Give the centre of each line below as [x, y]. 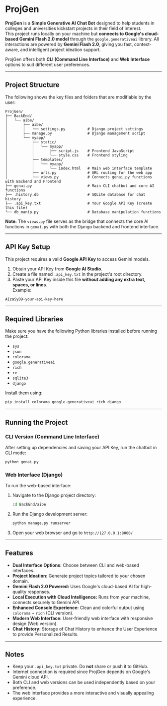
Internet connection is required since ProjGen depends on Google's [81, 672]
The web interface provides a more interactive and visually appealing [83, 693]
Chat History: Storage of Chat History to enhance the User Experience [85, 629]
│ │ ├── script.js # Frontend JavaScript [70, 151]
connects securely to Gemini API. [46, 602]
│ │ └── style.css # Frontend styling [66, 155]
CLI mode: [16, 453]
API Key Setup [28, 247]
